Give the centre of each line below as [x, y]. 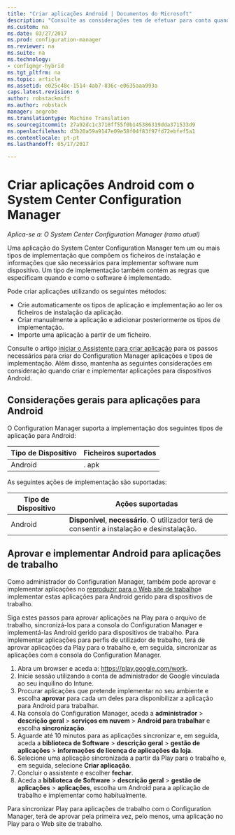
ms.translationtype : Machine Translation [69, 118]
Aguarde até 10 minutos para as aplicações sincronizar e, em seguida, [118, 735]
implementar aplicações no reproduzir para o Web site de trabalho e [105, 589]
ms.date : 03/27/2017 [37, 33]
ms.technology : [29, 60]
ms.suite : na [26, 53]
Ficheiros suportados [120, 453]
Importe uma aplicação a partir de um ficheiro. [84, 335]
